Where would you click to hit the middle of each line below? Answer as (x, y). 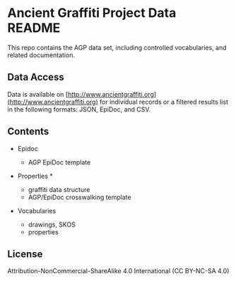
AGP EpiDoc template (59, 162)
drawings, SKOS (52, 225)
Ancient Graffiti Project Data (92, 13)
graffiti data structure (59, 189)
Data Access (36, 77)
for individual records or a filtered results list (164, 102)
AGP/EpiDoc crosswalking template (80, 197)
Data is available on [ (38, 94)
